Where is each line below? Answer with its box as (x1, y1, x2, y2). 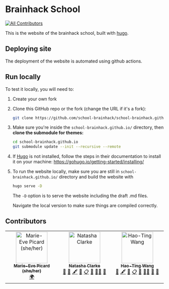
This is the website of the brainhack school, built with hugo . (5, 30, 129, 36)
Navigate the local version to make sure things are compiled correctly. (12, 203, 158, 209)
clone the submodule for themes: (12, 130, 84, 136)
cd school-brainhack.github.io (12, 140, 78, 145)
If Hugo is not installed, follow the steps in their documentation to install (12, 153, 161, 159)
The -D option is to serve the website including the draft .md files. (12, 193, 148, 199)
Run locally (5, 73, 41, 81)
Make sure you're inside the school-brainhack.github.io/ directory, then (12, 125, 164, 131)
